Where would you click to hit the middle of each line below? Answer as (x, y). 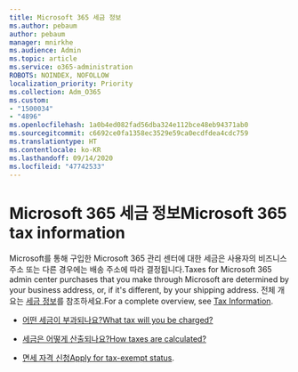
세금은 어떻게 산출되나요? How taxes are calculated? (114, 339)
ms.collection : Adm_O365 (55, 92)
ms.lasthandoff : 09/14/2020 (61, 158)
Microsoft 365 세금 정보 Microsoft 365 (148, 213)
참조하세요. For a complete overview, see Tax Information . (169, 301)
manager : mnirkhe (41, 42)
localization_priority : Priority (71, 84)
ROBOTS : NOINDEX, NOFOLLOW (59, 76)
